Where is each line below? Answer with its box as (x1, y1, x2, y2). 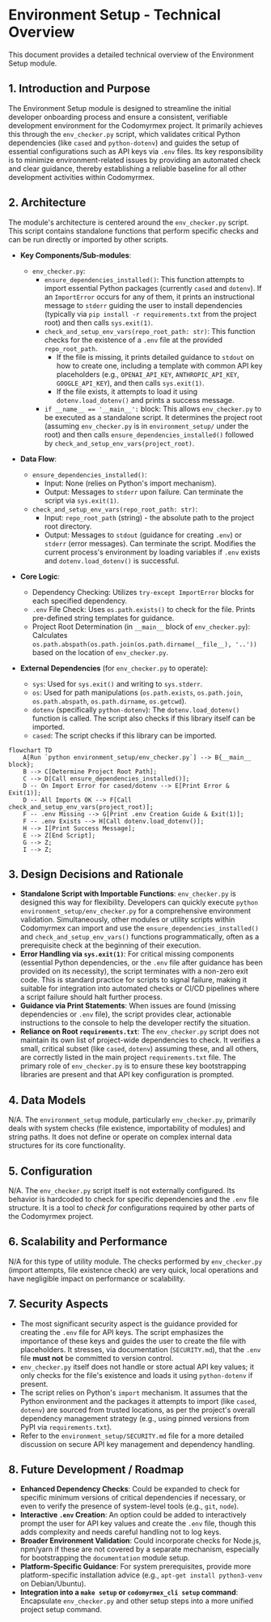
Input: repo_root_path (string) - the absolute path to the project (44, 512, 255, 522)
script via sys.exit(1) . (44, 495, 120, 505)
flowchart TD (8, 746, 53, 755)
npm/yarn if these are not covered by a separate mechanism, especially (19, 1544, 260, 1554)
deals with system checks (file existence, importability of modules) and (8, 1123, 246, 1133)
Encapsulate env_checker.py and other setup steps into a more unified (19, 1596, 254, 1606)
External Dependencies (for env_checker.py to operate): (19, 663, 209, 673)
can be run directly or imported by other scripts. (8, 234, 168, 244)
